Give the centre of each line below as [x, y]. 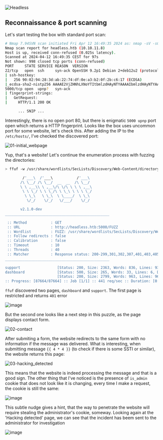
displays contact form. [27, 320]
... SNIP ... [31, 111]
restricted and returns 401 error [36, 296]
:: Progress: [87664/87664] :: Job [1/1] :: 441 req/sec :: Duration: [78, 281]
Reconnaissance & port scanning [56, 23]
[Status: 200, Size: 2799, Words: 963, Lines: [105, 277]
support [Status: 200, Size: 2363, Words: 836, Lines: [79, 268]
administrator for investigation [35, 423]
